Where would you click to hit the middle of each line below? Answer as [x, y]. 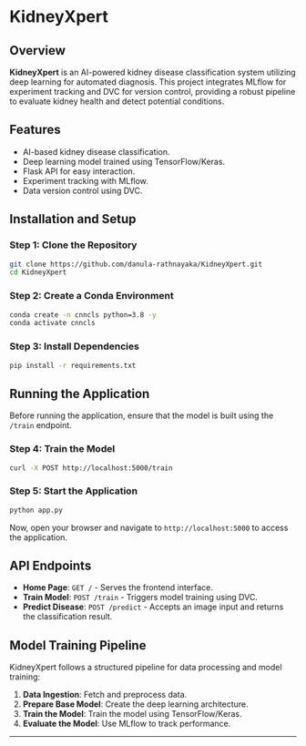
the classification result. [67, 617]
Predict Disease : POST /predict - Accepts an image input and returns [153, 607]
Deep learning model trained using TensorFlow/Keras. [124, 161]
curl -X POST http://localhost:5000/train [91, 468]
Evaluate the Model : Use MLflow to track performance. [127, 724]
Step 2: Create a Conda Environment [92, 296]
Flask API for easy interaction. [79, 171]
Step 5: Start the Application [74, 491]
